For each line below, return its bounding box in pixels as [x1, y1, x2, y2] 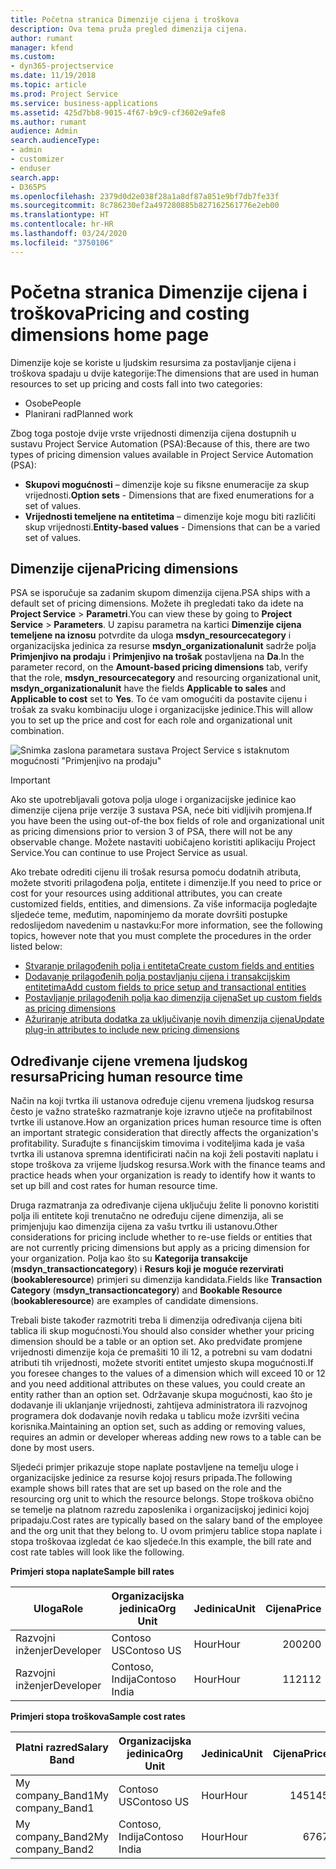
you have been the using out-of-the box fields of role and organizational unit [10, 815, 325, 827]
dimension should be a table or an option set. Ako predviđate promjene [10, 1336, 303, 1348]
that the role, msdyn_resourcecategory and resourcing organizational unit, [10, 672, 322, 684]
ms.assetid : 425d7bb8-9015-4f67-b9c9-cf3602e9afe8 [10, 107, 226, 118]
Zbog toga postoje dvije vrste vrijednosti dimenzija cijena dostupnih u [10, 427, 297, 439]
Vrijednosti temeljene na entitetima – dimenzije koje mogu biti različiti [24, 510, 316, 522]
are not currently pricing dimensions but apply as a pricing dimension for [10, 1242, 310, 1254]
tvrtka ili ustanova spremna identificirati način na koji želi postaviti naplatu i [10, 1148, 319, 1160]
